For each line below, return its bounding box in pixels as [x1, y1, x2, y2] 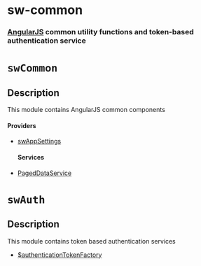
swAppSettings [17, 137, 62, 146]
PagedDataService [17, 169, 72, 177]
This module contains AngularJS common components [7, 106, 166, 114]
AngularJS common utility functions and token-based [7, 27, 194, 37]
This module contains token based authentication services [7, 237, 176, 245]
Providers [7, 121, 36, 129]
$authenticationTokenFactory [17, 251, 102, 259]
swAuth [7, 193, 46, 206]
